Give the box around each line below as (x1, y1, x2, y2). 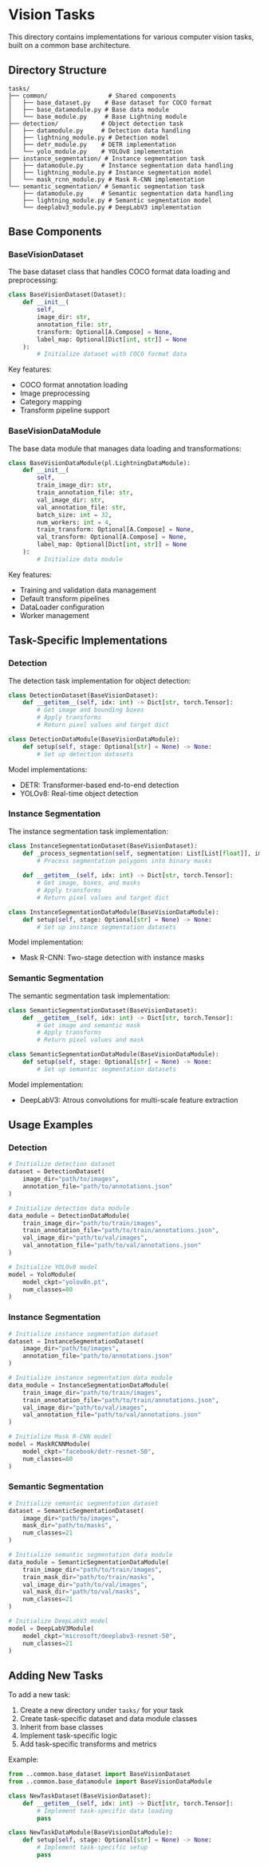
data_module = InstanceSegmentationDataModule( (8, 1381, 170, 1389)
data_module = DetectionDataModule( (8, 1211, 130, 1219)
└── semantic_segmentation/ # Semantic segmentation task (8, 182, 205, 191)
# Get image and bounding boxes (37, 706, 145, 715)
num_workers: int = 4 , (37, 518, 112, 526)
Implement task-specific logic (19, 1731, 118, 1740)
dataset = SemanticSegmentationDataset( (8, 1507, 145, 1514)
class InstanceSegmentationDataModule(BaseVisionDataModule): (8, 908, 219, 916)
